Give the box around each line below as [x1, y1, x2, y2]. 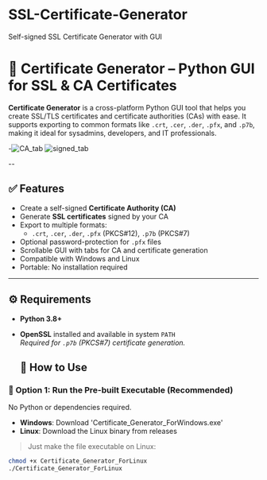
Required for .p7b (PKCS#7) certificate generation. [19, 338, 186, 347]
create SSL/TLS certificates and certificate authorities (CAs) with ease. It [8, 111, 246, 121]
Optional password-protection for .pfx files [19, 237, 161, 246]
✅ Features [8, 182, 65, 195]
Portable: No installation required [19, 262, 129, 272]
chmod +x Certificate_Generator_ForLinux [8, 457, 148, 466]
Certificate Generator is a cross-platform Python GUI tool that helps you [8, 103, 246, 112]
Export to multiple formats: [19, 220, 107, 230]
